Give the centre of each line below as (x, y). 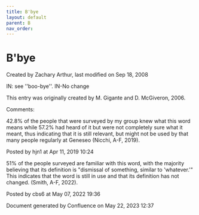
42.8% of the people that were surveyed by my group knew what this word (98, 121)
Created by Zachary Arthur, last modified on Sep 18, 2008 (77, 75)
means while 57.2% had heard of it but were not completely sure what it (95, 128)
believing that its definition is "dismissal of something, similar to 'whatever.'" (99, 170)
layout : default (26, 17)
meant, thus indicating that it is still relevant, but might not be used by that (97, 134)
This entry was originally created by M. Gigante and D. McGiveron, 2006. (96, 98)
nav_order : (20, 28)
